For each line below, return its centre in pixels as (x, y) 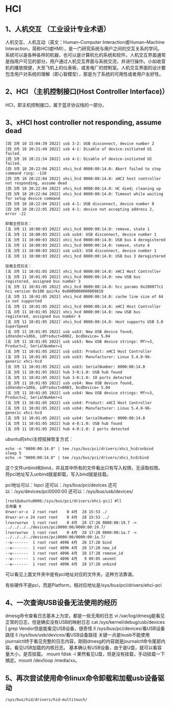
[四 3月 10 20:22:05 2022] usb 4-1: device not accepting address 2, (80, 209)
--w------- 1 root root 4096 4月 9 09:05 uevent (61, 559)
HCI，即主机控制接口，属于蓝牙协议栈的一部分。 (56, 105)
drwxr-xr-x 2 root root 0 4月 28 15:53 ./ (56, 512)
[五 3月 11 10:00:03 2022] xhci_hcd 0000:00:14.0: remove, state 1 (78, 229)
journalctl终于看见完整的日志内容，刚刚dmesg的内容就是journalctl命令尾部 (83, 641)
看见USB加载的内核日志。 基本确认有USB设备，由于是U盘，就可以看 (86, 648)
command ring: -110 (26, 173)
